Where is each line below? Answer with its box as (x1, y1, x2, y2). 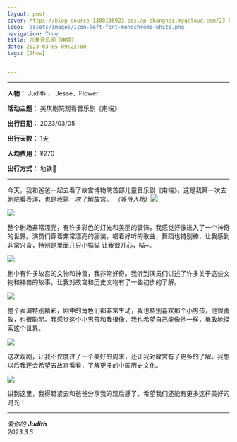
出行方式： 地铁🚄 (7, 164, 57, 173)
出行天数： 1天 (7, 134, 49, 142)
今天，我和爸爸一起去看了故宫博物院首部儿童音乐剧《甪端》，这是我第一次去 (7, 185, 227, 194)
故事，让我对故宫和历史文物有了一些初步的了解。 (37, 277, 181, 286)
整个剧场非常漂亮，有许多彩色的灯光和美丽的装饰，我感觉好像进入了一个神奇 (7, 223, 230, 231)
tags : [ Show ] (7, 50, 46, 57)
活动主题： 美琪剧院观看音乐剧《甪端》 (7, 104, 121, 112)
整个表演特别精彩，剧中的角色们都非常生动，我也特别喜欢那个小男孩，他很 (7, 306, 224, 315)
